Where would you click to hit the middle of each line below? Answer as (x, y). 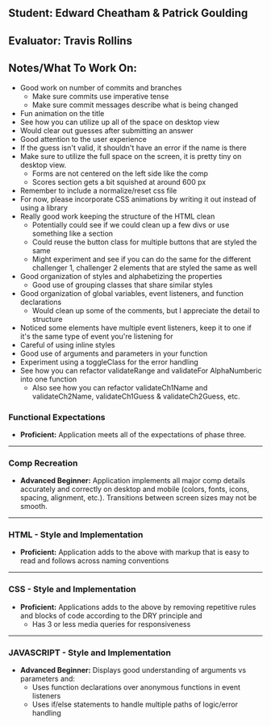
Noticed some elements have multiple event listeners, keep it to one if (136, 328)
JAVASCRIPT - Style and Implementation (90, 653)
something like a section (73, 233)
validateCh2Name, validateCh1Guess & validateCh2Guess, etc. (136, 396)
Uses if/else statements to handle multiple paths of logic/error (135, 704)
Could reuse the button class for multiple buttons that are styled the (144, 242)
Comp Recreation (43, 463)
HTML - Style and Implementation (76, 535)
